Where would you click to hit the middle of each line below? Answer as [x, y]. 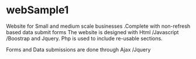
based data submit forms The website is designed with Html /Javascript [92, 32]
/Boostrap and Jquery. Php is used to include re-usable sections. [84, 38]
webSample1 [37, 10]
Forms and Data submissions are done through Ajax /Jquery [78, 49]
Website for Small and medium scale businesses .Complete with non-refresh [98, 26]
